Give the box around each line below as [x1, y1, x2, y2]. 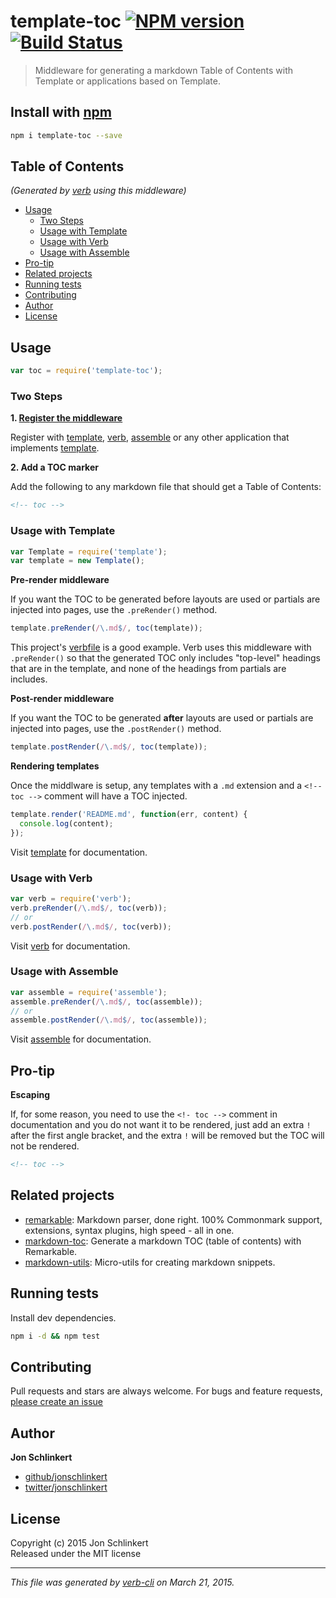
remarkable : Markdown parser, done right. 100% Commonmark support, [24, 1213, 323, 1225]
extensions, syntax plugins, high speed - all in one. [24, 1224, 235, 1236]
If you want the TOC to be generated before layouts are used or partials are [10, 593, 321, 605]
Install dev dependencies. [10, 1311, 117, 1324]
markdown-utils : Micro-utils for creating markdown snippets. [24, 1256, 276, 1268]
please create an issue [10, 1396, 104, 1408]
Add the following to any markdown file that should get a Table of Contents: [10, 481, 322, 493]
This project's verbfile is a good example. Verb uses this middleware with [10, 641, 312, 654]
